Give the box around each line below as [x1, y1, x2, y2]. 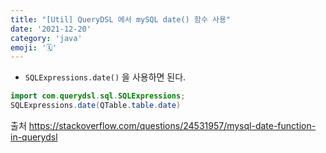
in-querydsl [10, 131, 58, 143]
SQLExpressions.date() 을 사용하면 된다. [24, 71, 187, 83]
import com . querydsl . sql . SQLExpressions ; [10, 91, 186, 101]
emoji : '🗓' [10, 42, 58, 53]
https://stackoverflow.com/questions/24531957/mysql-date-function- [28, 120, 317, 131]
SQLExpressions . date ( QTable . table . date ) [10, 101, 182, 111]
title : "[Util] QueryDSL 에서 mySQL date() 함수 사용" [10, 14, 232, 25]
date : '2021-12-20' [10, 24, 92, 34]
